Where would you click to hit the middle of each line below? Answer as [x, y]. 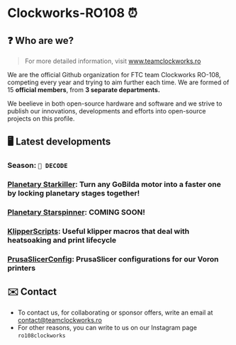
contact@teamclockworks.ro [60, 319]
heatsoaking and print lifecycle [62, 240]
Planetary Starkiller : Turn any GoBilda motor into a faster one [114, 184]
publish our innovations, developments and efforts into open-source [107, 111]
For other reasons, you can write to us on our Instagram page [107, 327]
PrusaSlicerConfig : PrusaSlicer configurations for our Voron [113, 259]
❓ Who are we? [41, 40]
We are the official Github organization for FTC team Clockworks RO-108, [114, 75]
